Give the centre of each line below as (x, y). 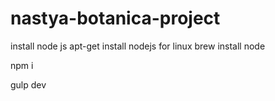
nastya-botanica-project (115, 18)
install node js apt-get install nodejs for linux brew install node (138, 46)
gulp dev (28, 84)
